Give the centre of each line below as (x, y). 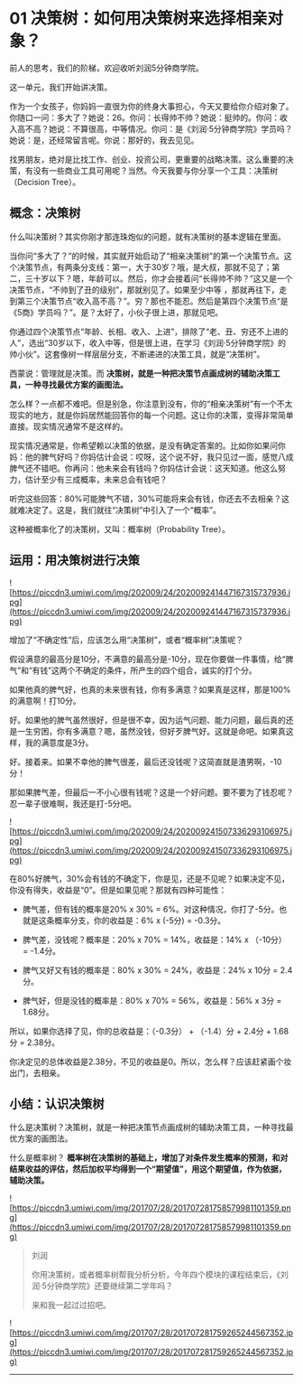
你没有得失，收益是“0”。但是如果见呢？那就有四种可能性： (118, 890)
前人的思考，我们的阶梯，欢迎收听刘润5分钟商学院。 (107, 68)
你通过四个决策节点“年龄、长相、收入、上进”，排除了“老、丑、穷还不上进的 (149, 332)
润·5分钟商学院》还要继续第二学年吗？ (102, 1286)
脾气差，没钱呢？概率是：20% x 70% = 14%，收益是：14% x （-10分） (154, 940)
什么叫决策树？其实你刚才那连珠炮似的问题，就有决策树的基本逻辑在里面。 (147, 237)
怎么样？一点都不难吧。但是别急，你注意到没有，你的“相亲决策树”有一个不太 (151, 404)
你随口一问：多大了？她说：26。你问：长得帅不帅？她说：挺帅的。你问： (145, 117)
